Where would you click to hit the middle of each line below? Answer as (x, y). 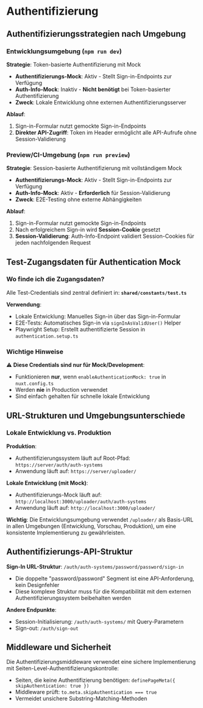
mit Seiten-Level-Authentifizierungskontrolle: (62, 668)
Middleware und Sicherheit (59, 647)
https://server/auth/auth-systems (59, 465)
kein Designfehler (37, 584)
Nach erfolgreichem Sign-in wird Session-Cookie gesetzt (87, 230)
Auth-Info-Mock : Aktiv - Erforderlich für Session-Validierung (93, 193)
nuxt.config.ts (34, 384)
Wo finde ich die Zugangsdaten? (55, 279)
